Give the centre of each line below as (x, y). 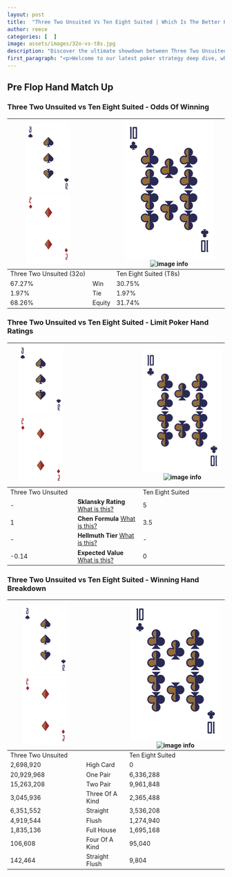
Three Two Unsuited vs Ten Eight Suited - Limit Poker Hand (108, 323)
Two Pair (99, 784)
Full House (101, 830)
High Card (100, 765)
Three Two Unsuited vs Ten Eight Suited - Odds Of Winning (108, 107)
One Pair (98, 775)
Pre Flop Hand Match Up (60, 88)
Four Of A (100, 840)
